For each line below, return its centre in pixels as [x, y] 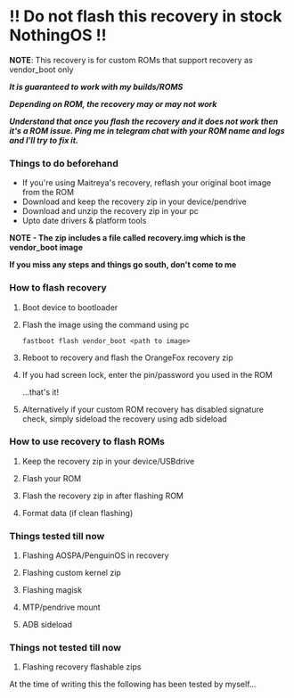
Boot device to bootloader [70, 307]
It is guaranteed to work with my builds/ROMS [96, 86]
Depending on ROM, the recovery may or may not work [113, 103]
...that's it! [41, 392]
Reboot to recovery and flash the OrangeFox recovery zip [127, 357]
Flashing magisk [52, 590]
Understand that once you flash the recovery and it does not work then [144, 121]
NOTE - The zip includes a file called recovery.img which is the [128, 238]
